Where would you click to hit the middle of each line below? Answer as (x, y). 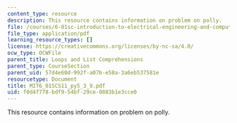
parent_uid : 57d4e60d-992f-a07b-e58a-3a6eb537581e (83, 72)
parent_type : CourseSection (49, 66)
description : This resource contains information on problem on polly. (115, 20)
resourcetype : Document (42, 79)
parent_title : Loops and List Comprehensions (75, 60)
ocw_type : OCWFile (34, 53)
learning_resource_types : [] (50, 40)
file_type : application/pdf (49, 33)
